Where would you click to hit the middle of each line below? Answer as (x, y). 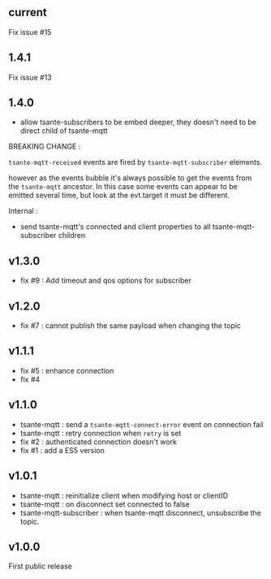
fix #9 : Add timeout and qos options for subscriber (106, 281)
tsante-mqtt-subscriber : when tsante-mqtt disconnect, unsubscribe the (141, 512)
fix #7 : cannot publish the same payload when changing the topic (131, 326)
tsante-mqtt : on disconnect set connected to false (105, 504)
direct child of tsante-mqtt (64, 131)
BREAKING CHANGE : (45, 147)
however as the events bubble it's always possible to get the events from (130, 178)
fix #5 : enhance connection (67, 370)
